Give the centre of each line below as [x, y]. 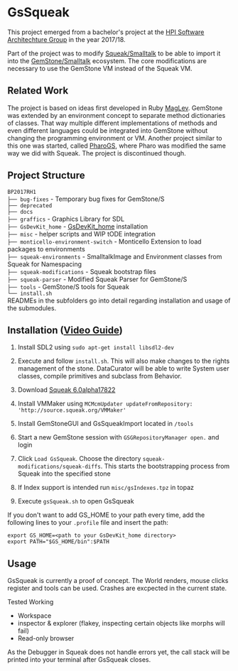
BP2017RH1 [22, 192]
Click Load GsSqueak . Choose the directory [79, 459]
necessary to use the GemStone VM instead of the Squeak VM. [100, 68]
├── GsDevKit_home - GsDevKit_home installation [78, 226]
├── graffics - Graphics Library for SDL [66, 219]
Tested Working [31, 602]
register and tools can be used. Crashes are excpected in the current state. [117, 588]
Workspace [34, 616]
